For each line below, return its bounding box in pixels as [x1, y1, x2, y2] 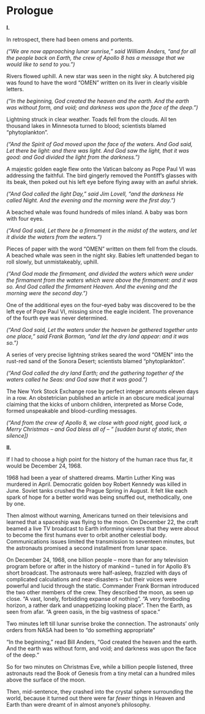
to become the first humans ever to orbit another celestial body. [6, 531, 167, 539]
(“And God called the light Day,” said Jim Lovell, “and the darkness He [6, 190, 184, 197]
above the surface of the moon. [6, 676, 86, 683]
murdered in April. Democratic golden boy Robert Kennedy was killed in [6, 480, 187, 488]
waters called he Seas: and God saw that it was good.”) [6, 375, 148, 383]
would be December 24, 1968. [6, 462, 83, 469]
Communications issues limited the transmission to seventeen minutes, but [6, 537, 195, 545]
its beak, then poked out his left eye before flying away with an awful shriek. [6, 178, 199, 185]
